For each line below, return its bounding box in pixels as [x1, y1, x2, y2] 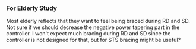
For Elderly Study [6, 4, 58, 12]
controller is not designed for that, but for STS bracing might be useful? [6, 37, 181, 44]
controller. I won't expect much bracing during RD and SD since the [6, 30, 171, 37]
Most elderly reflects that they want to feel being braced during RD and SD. [6, 18, 190, 25]
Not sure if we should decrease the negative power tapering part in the [6, 24, 180, 31]
